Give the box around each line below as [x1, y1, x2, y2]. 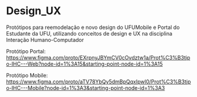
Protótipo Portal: [6, 47, 46, 54]
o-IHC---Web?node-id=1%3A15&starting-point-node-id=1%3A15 [6, 60, 163, 67]
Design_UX [6, 4, 61, 18]
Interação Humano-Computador [6, 36, 84, 43]
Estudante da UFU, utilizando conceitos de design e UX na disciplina [6, 30, 173, 37]
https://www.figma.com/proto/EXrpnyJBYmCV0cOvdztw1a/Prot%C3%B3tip [6, 54, 191, 61]
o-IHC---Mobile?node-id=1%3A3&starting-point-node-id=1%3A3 [6, 84, 165, 91]
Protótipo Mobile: [6, 72, 48, 79]
